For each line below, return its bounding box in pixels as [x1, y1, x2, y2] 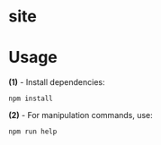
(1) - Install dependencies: [8, 77, 105, 88]
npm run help [8, 127, 58, 136]
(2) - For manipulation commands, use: [8, 110, 154, 121]
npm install [8, 94, 53, 104]
